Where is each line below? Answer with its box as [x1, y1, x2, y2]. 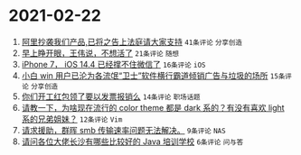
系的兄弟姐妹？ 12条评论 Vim [21, 114, 123, 124]
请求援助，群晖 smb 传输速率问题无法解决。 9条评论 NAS [21, 124, 227, 135]
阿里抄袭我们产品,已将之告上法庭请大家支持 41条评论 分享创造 [21, 36, 243, 47]
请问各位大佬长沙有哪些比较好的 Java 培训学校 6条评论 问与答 [21, 136, 244, 147]
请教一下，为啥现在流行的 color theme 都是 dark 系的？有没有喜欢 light [21, 102, 286, 113]
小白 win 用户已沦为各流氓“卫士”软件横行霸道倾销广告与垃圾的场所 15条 [21, 69, 286, 81]
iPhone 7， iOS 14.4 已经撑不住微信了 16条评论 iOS [21, 59, 206, 69]
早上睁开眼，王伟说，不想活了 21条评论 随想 [21, 47, 180, 59]
